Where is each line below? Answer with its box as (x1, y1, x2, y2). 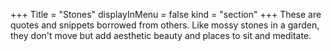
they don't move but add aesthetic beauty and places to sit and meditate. (10, 30, 312, 41)
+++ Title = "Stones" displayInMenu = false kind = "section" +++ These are (10, 9, 322, 20)
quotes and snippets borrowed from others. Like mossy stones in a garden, (10, 19, 320, 31)
